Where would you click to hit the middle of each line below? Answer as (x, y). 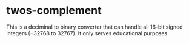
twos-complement (54, 10)
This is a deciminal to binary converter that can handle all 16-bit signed (94, 27)
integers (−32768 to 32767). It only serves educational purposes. (88, 33)
